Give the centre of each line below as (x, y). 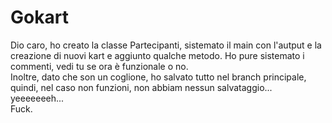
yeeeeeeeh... (37, 98)
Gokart (39, 17)
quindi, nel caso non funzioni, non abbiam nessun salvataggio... (141, 87)
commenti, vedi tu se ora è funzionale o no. (99, 66)
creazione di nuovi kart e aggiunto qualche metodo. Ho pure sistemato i (157, 55)
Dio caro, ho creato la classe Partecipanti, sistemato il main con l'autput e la (166, 45)
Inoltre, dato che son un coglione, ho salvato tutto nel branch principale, (158, 77)
